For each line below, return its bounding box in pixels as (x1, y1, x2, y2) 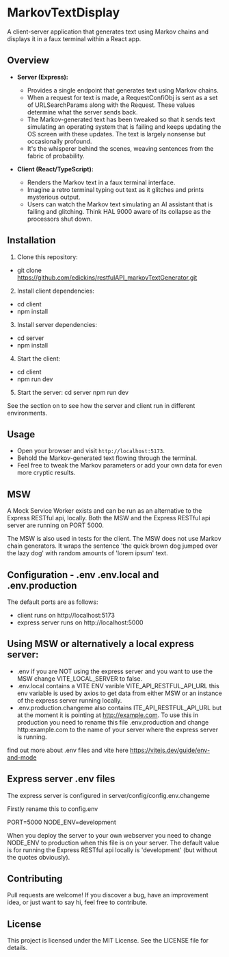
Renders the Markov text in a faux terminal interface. (27, 178, 176, 186)
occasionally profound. (27, 137, 92, 145)
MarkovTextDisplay (7, 5, 120, 21)
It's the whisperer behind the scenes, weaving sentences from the (27, 144, 214, 152)
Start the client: (16, 354, 61, 363)
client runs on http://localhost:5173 (16, 611, 115, 619)
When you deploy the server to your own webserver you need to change (7, 831, 212, 839)
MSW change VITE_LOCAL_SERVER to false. (16, 674, 142, 683)
